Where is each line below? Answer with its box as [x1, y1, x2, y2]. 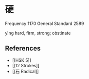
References [5, 44, 41, 53]
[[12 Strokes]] [12, 62, 40, 68]
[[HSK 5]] [12, 57, 32, 63]
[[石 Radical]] [12, 68, 39, 74]
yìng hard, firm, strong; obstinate [5, 30, 71, 36]
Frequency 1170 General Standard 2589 [5, 20, 84, 26]
